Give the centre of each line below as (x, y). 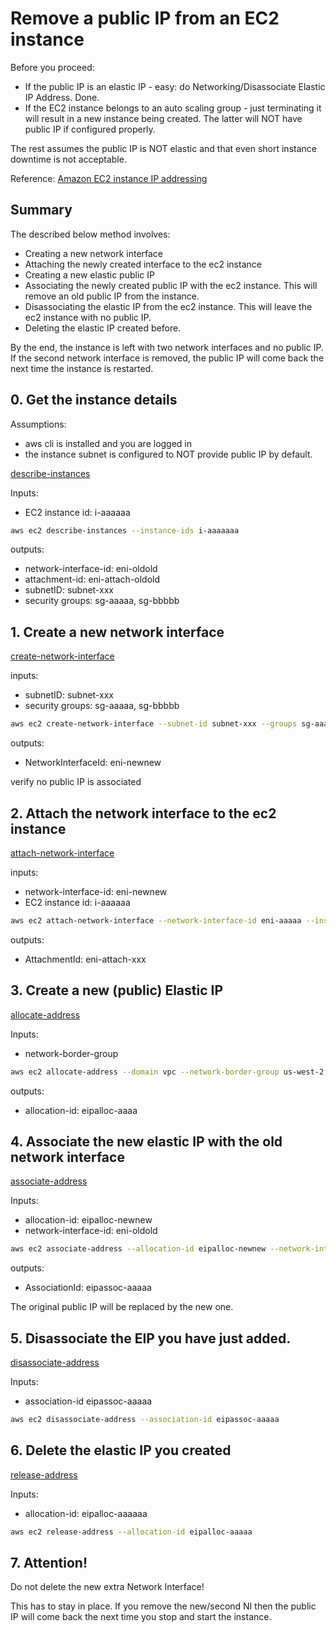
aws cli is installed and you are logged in (108, 443)
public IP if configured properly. (90, 129)
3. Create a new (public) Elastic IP (117, 990)
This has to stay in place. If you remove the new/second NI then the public (163, 1606)
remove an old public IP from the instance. (112, 296)
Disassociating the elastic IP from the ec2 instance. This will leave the (168, 306)
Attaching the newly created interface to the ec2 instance (143, 264)
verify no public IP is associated (76, 782)
